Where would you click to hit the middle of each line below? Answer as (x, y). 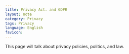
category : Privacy (24, 19)
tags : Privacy (20, 23)
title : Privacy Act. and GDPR (36, 10)
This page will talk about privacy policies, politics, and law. (65, 46)
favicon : (14, 32)
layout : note (19, 14)
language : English (24, 28)
